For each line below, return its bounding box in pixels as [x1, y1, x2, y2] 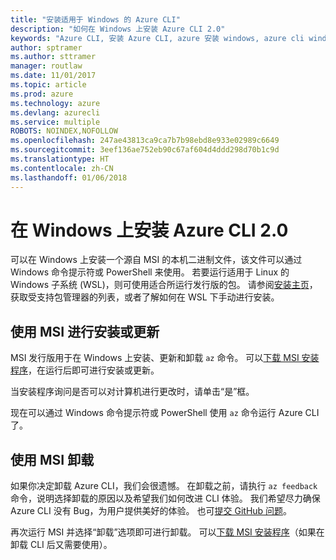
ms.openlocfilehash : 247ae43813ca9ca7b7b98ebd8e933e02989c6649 [10, 136, 280, 146]
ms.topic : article [10, 80, 87, 90]
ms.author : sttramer [10, 52, 97, 62]
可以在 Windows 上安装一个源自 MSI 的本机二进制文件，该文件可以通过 [10, 254, 303, 266]
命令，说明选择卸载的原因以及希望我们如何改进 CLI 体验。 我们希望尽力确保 [10, 492, 321, 505]
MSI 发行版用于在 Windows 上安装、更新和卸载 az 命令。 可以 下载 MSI [10, 352, 300, 364]
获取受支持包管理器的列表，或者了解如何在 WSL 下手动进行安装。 [10, 291, 280, 303]
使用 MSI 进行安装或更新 [10, 323, 160, 340]
